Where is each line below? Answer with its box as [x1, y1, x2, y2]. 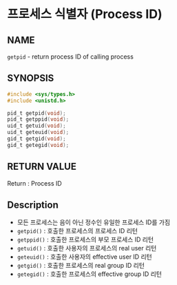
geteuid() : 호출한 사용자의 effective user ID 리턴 [17, 253, 153, 261]
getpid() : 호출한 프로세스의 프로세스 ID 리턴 [17, 227, 138, 235]
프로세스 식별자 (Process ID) [7, 6, 163, 22]
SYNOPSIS [7, 72, 54, 84]
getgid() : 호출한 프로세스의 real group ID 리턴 [17, 262, 145, 270]
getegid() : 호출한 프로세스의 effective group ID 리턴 [17, 270, 162, 278]
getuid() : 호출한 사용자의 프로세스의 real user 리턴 [17, 244, 157, 253]
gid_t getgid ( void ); [7, 135, 67, 142]
